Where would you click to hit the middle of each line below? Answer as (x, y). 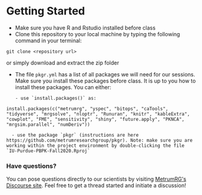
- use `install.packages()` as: (55, 98)
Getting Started (46, 11)
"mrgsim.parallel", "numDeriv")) (48, 125)
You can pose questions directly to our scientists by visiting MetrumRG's (96, 179)
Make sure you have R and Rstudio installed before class (85, 28)
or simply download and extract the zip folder (63, 63)
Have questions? (31, 166)
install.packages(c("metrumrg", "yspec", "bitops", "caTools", (87, 109)
